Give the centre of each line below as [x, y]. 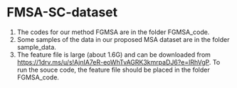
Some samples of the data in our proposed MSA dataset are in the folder [123, 39]
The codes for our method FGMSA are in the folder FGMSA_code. [113, 32]
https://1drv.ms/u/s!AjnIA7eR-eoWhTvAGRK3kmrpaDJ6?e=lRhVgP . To [118, 62]
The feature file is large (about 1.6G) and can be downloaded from [114, 55]
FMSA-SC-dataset [62, 12]
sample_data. [36, 47]
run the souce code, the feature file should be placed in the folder [114, 70]
